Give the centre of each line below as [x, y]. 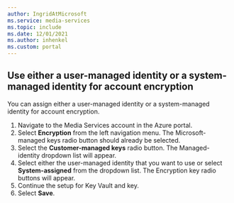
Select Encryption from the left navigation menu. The [95, 133]
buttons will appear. [46, 177]
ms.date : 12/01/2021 [38, 34]
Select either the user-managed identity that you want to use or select [120, 163]
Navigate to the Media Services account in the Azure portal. [105, 125]
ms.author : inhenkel [38, 40]
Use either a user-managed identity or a [97, 76]
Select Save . [36, 193]
